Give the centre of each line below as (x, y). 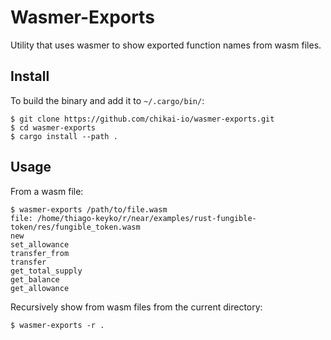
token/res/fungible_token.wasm (75, 227)
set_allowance (40, 244)
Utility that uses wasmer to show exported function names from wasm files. (166, 45)
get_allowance (40, 288)
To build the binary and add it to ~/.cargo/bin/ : (107, 100)
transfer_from (40, 253)
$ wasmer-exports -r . (57, 325)
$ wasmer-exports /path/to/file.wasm (89, 209)
